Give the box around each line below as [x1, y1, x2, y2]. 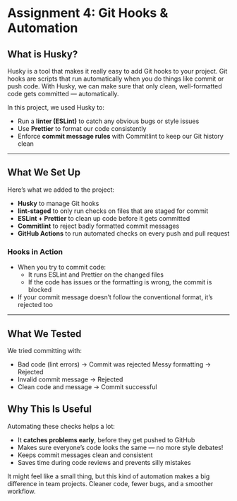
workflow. [7, 487, 36, 495]
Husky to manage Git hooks [17, 199, 99, 207]
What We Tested [7, 328, 82, 340]
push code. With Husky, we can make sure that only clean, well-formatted [7, 82, 222, 90]
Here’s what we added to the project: [7, 185, 115, 194]
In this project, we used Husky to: [7, 103, 104, 111]
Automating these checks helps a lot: [7, 422, 115, 430]
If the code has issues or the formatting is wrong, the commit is [28, 278, 212, 287]
